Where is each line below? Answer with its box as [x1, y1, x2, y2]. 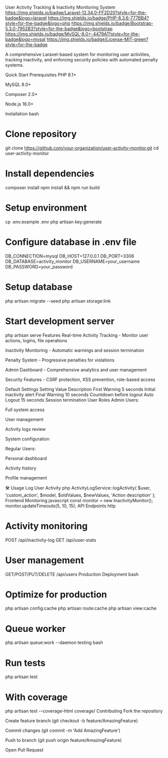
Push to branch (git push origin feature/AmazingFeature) [5, 737, 122, 743]
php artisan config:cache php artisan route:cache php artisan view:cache [5, 605, 157, 611]
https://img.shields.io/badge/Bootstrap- [71, 20, 153, 26]
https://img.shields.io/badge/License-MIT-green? [47, 36, 149, 42]
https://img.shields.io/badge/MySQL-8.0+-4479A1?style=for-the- [5, 31, 140, 37]
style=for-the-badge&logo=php [5, 20, 71, 26]
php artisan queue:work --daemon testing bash [5, 639, 103, 645]
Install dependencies [5, 168, 94, 179]
